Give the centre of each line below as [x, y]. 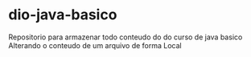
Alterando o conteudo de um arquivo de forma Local [95, 45]
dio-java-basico [63, 15]
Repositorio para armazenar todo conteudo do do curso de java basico [125, 37]
